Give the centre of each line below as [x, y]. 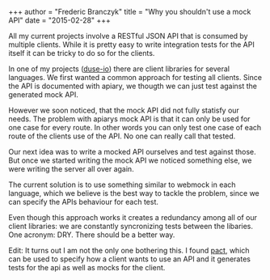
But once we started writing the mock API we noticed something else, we [130, 160]
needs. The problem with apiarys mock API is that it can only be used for [129, 119]
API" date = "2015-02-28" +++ [60, 20]
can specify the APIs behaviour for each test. [84, 202]
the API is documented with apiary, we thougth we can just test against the [133, 86]
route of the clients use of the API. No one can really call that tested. [122, 136]
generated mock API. [44, 95]
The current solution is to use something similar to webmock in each [122, 185]
